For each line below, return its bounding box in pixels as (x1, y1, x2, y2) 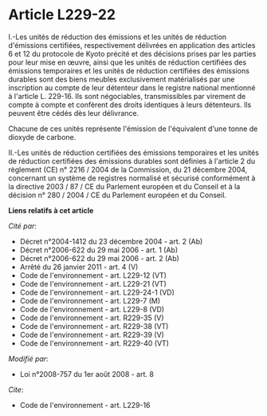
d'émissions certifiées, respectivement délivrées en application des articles (8, 40, 256, 50)
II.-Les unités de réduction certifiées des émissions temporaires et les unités (8, 148, 259, 157)
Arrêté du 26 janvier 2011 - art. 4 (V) (19, 262, 139, 271)
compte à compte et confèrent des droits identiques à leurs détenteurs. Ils (8, 100, 252, 109)
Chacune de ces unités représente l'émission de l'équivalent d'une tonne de (8, 124, 258, 133)
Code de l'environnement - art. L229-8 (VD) (19, 304, 165, 314)
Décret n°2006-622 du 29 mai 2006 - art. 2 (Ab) (19, 253, 179, 263)
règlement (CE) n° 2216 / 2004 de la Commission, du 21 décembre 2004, (8, 164, 248, 174)
